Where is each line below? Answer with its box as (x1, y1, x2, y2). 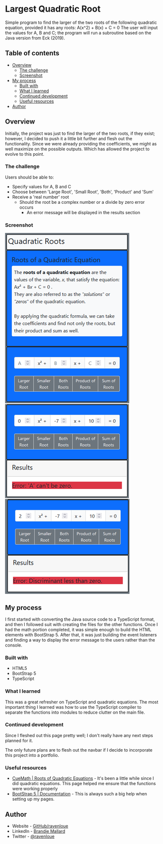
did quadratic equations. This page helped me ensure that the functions (12, 781, 156, 787)
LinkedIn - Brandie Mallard (12, 828, 66, 834)
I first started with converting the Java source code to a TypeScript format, (5, 616, 155, 622)
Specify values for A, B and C (12, 183, 72, 189)
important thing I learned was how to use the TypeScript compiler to (5, 704, 142, 710)
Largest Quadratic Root (5, 3, 101, 15)
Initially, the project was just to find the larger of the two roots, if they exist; (5, 130, 155, 136)
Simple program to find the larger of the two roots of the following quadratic (5, 19, 157, 25)
